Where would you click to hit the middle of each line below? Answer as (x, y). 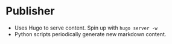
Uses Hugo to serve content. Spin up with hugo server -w (86, 28)
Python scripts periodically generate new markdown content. (90, 34)
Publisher (30, 11)
